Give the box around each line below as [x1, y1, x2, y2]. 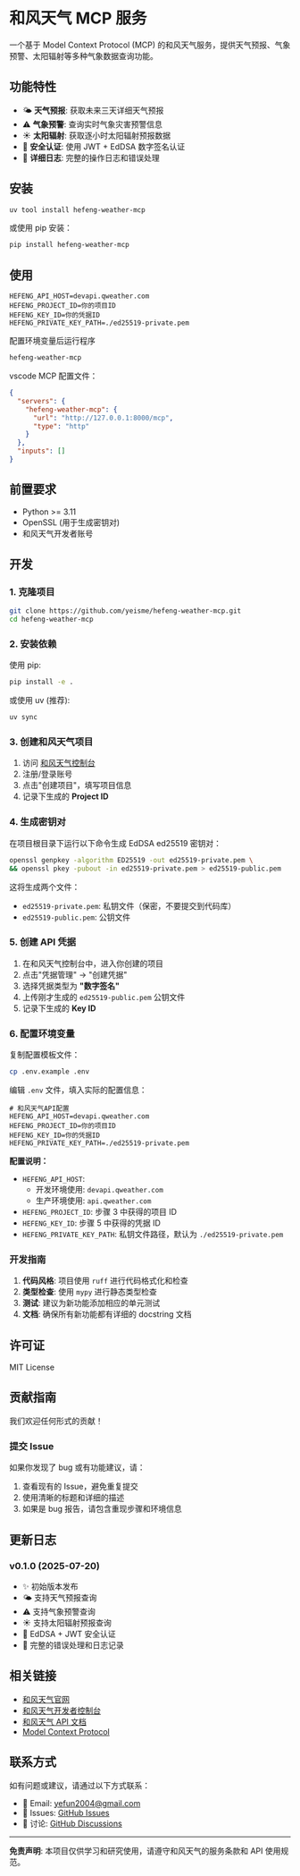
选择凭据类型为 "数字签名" [21, 980, 121, 991]
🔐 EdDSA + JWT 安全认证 [21, 1628, 116, 1639]
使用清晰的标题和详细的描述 [21, 1492, 125, 1503]
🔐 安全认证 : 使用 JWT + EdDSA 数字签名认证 [21, 140, 186, 152]
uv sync [9, 713, 38, 722]
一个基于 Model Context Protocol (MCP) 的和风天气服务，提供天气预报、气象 [9, 39, 291, 50]
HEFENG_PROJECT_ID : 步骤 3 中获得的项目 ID [21, 1206, 177, 1217]
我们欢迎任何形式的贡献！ [9, 1415, 104, 1426]
